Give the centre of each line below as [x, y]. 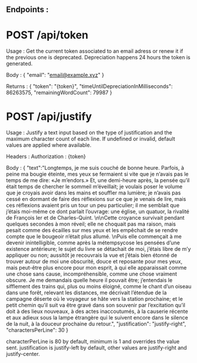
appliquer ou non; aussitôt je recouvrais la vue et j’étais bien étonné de [92, 256]
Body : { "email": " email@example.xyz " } [55, 75]
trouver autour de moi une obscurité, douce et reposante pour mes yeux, [94, 261]
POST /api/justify [49, 116]
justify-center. [23, 354]
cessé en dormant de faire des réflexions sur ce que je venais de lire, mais [96, 199]
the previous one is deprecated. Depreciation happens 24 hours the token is [98, 58]
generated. [19, 63]
